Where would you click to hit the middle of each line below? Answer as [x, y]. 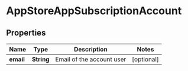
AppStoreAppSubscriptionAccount [94, 11]
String [40, 59]
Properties [26, 33]
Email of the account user [91, 59]
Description [90, 49]
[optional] [146, 59]
